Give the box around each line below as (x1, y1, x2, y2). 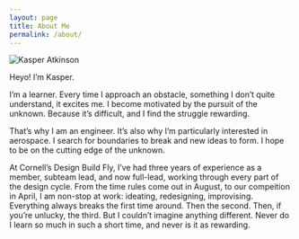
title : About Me (9, 22, 70, 31)
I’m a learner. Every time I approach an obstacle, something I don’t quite (9, 89, 276, 100)
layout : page (9, 13, 58, 22)
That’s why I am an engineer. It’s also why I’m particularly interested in (9, 126, 268, 137)
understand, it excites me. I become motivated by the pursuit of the (9, 99, 258, 110)
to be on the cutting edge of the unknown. (9, 145, 165, 155)
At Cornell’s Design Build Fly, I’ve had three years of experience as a (9, 163, 262, 173)
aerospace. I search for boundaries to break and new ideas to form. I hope (9, 136, 285, 146)
